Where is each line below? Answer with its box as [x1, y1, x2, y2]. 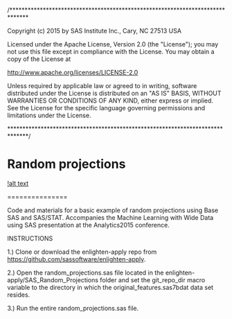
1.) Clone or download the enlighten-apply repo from [7, 248, 157, 256]
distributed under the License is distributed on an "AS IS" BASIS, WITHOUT [7, 89, 222, 97]
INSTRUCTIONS [7, 234, 53, 242]
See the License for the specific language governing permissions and [7, 104, 206, 112]
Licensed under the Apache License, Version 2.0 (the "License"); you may [7, 40, 219, 48]
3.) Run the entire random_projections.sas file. [7, 304, 139, 312]
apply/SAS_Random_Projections [7, 275, 99, 284]
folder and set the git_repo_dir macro [100, 275, 206, 284]
